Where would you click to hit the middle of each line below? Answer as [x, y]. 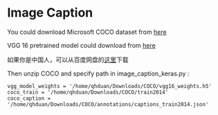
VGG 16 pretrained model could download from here [81, 45]
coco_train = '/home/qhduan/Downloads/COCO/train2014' [88, 92]
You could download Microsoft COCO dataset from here [87, 32]
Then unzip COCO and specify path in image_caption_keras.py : [98, 73]
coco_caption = [29, 98]
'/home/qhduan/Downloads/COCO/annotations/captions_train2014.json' [108, 104]
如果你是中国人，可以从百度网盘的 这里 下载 [68, 60]
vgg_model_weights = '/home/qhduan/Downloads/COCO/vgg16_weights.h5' [110, 86]
